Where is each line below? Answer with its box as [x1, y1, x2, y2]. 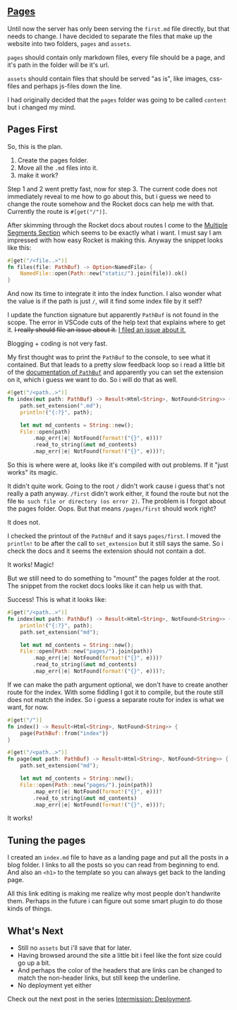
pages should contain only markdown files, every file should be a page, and [7, 53, 226, 61]
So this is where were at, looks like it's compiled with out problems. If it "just [7, 461, 229, 469]
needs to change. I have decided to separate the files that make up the [7, 32, 213, 40]
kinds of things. [7, 904, 53, 913]
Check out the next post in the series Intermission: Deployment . [7, 995, 193, 1003]
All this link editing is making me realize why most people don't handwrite [7, 889, 221, 898]
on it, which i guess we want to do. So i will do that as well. [7, 376, 178, 384]
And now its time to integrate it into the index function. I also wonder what [7, 290, 222, 298]
